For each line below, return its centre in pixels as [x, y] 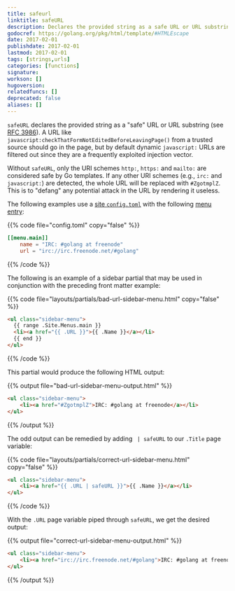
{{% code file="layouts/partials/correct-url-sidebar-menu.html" [99, 459]
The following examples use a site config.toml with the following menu [109, 204]
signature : [23, 72]
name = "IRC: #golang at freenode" [72, 244]
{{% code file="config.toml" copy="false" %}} [73, 225]
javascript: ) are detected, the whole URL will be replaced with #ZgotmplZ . [114, 183]
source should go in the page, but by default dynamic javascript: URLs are [116, 147]
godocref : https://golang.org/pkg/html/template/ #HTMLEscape [98, 33]
